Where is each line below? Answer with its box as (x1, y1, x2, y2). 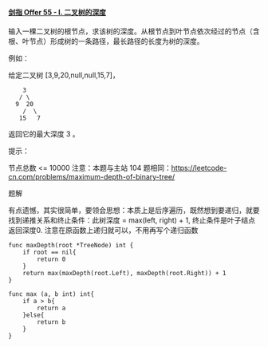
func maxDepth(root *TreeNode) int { (8, 242, 134, 250)
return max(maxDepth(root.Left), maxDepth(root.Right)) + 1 (22, 270, 227, 278)
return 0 (37, 255, 66, 263)
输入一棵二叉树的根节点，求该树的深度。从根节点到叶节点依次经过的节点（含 (8, 26, 260, 36)
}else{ (22, 311, 45, 319)
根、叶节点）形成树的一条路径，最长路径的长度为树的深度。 (8, 37, 204, 46)
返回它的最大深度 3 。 (8, 129, 80, 139)
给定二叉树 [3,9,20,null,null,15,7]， (8, 70, 120, 80)
